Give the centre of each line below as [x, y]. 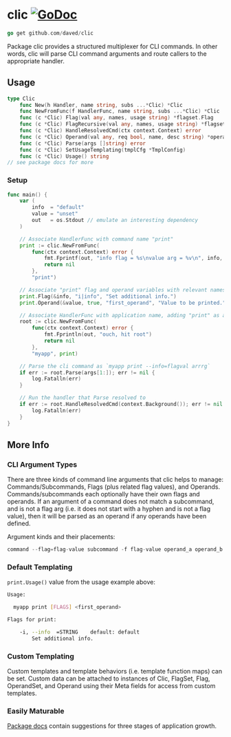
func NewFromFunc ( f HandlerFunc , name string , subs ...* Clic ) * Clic [120, 111]
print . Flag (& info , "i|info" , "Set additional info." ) [98, 296]
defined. [19, 523]
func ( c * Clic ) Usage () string [64, 156]
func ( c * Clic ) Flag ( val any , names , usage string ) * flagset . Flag [117, 118]
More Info [28, 445]
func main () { [27, 194]
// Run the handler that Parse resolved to [83, 398]
